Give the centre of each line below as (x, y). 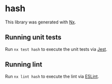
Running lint (24, 65)
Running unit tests (33, 37)
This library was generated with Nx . (40, 22)
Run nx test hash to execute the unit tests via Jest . (56, 49)
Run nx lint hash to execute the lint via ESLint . (52, 76)
